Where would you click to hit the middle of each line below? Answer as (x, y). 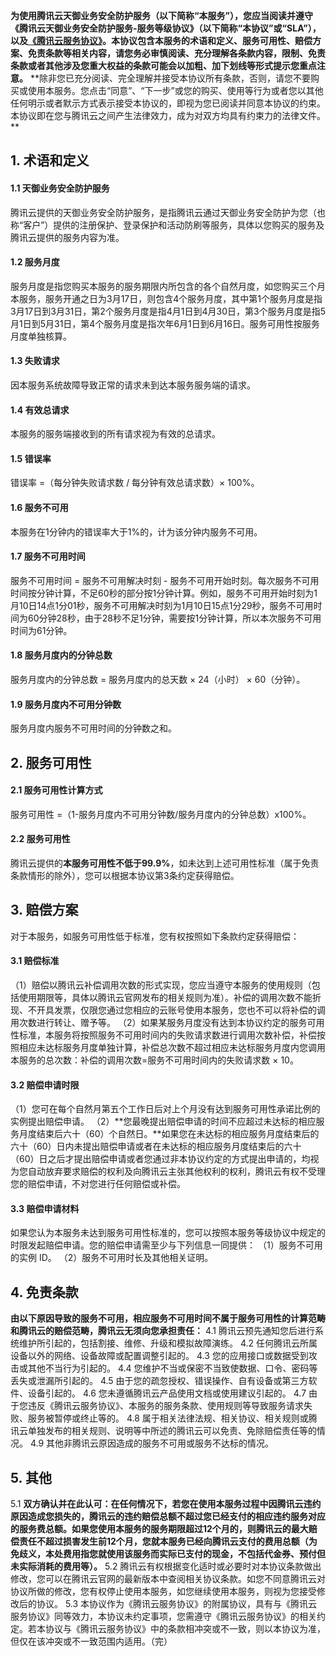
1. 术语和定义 (50, 160)
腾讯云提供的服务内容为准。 (67, 237)
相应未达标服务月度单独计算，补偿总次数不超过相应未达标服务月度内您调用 (172, 1048)
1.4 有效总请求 (40, 410)
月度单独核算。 (41, 336)
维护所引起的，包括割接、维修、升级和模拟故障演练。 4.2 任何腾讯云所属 (168, 1343)
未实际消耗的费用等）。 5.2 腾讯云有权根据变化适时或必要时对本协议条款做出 (166, 1566)
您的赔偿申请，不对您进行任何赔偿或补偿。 (98, 1184)
